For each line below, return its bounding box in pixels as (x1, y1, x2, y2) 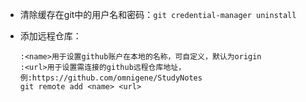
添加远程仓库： (19, 30, 82, 42)
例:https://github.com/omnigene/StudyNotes (19, 73, 203, 83)
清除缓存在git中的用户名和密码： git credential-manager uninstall (19, 9, 297, 20)
